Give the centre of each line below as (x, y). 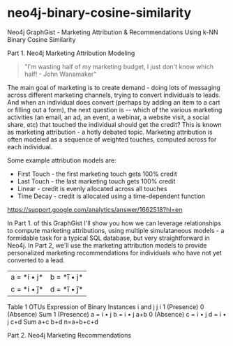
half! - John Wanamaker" (60, 74)
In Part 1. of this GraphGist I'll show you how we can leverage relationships (114, 223)
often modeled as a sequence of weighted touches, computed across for (112, 139)
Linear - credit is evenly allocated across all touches (92, 188)
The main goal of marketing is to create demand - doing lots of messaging (114, 87)
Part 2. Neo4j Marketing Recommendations (69, 335)
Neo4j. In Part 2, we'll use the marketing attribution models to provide (107, 245)
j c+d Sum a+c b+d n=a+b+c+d (53, 322)
